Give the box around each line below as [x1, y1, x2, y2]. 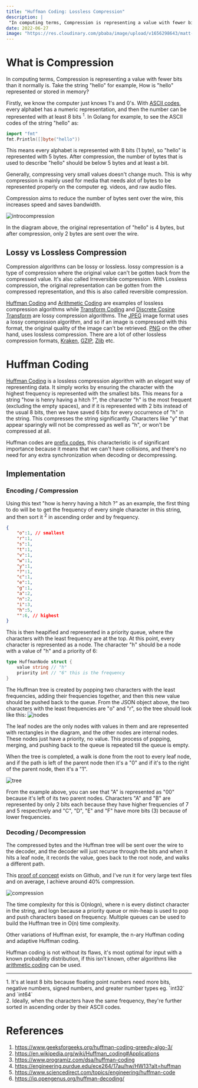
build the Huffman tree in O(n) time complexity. [6, 920, 120, 927]
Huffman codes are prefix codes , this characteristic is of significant [6, 439, 170, 446]
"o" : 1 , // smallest [16, 530, 65, 536]
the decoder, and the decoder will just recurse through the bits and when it [6, 848, 188, 855]
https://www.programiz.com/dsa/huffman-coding [14, 1056, 135, 1063]
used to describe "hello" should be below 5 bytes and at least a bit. [6, 159, 169, 166]
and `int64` [6, 991, 33, 998]
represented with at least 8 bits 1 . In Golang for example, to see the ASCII [6, 112, 183, 120]
